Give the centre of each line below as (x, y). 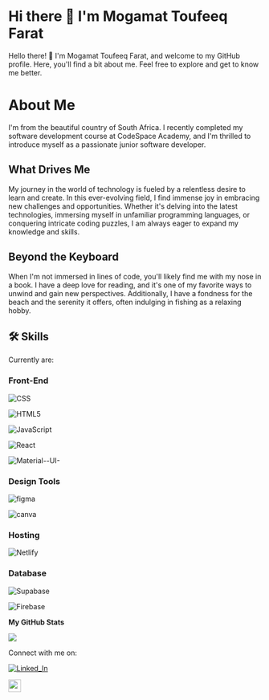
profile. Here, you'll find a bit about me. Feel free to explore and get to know (134, 64)
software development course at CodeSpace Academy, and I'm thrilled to (130, 136)
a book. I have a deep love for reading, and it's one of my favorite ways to (130, 285)
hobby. (20, 310)
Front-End (29, 381)
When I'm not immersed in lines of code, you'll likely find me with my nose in (135, 276)
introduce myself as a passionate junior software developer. (107, 144)
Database (27, 573)
